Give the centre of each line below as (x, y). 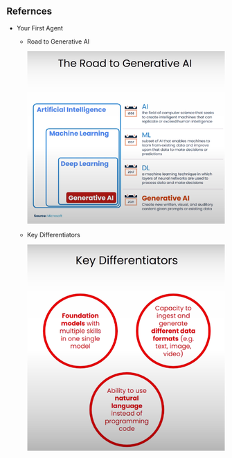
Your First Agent (40, 28)
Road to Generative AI (58, 42)
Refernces (29, 11)
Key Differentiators (54, 235)
